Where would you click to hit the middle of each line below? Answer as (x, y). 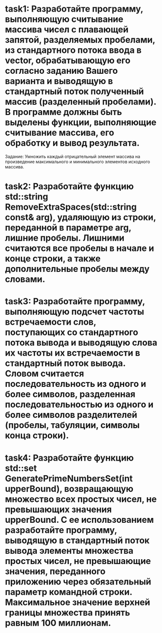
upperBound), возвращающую (69, 489)
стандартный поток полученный (74, 92)
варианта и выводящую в (59, 81)
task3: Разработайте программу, (75, 301)
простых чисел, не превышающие (78, 561)
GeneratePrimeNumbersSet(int (69, 478)
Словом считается (44, 374)
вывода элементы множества (69, 551)
